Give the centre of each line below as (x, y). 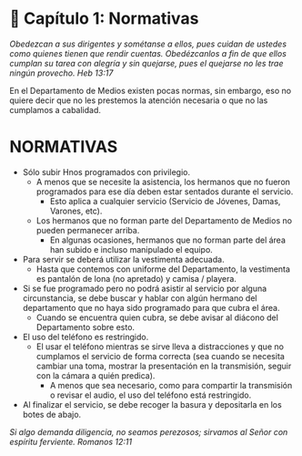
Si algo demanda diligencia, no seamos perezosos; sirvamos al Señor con (149, 431)
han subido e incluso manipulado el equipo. (131, 249)
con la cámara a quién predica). (96, 375)
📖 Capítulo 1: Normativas (104, 19)
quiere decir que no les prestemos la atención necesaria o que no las (139, 100)
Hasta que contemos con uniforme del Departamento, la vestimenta (163, 269)
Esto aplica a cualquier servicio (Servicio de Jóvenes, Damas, (165, 201)
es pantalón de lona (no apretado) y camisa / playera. (136, 278)
